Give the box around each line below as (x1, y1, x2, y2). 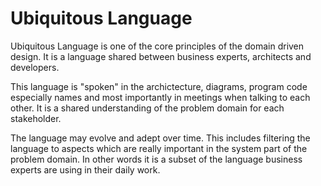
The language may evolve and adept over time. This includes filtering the (10, 132, 311, 144)
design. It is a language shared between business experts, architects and (10, 50, 312, 62)
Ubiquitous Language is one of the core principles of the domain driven (10, 40, 305, 52)
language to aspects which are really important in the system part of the (10, 142, 308, 154)
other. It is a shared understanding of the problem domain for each (10, 102, 285, 114)
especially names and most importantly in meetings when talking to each (10, 91, 311, 103)
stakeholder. (10, 112, 62, 124)
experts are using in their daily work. (10, 163, 161, 176)
